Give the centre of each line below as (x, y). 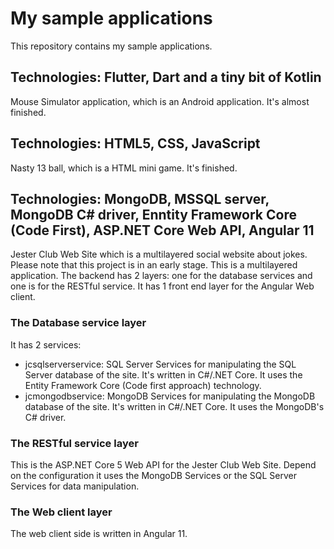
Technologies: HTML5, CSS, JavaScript (135, 143)
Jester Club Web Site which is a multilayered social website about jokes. (159, 254)
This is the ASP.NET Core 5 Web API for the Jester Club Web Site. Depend (163, 464)
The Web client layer (61, 512)
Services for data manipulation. (75, 486)
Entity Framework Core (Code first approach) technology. (143, 385)
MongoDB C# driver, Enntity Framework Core (153, 214)
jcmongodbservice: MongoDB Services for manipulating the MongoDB (170, 396)
